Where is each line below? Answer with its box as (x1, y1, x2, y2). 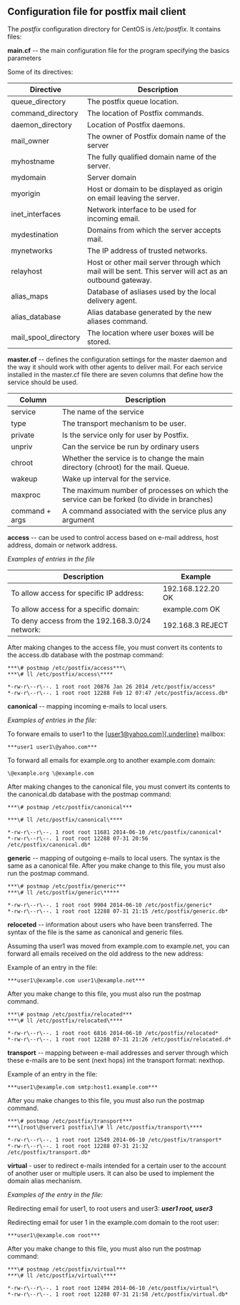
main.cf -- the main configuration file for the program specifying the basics (7, 46, 230, 54)
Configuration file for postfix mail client (7, 6, 186, 18)
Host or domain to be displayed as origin (86, 184, 223, 194)
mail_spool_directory (11, 332, 81, 342)
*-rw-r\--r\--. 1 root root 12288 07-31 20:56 (7, 835, 149, 842)
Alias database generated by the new (86, 307, 212, 317)
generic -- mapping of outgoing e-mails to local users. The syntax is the (7, 854, 221, 862)
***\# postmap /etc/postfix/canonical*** (7, 804, 133, 811)
